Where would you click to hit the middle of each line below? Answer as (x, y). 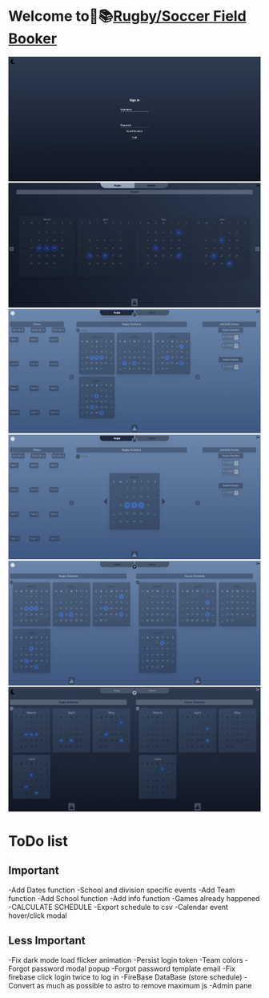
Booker (33, 39)
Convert (22, 985)
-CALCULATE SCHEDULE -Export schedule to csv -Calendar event (118, 907)
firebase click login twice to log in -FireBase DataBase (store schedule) (125, 977)
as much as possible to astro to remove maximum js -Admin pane (144, 985)
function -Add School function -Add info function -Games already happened (134, 898)
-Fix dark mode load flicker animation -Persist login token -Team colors (126, 960)
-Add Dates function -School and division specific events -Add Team (122, 890)
